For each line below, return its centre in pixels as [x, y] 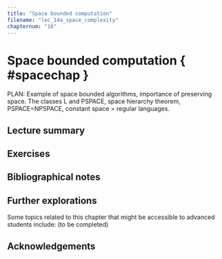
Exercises [29, 154]
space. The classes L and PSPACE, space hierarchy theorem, [94, 101]
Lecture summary [46, 131]
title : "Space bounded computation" [60, 13]
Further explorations [52, 200]
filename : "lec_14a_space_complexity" [63, 20]
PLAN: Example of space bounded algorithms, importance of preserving [110, 94]
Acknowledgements [51, 246]
